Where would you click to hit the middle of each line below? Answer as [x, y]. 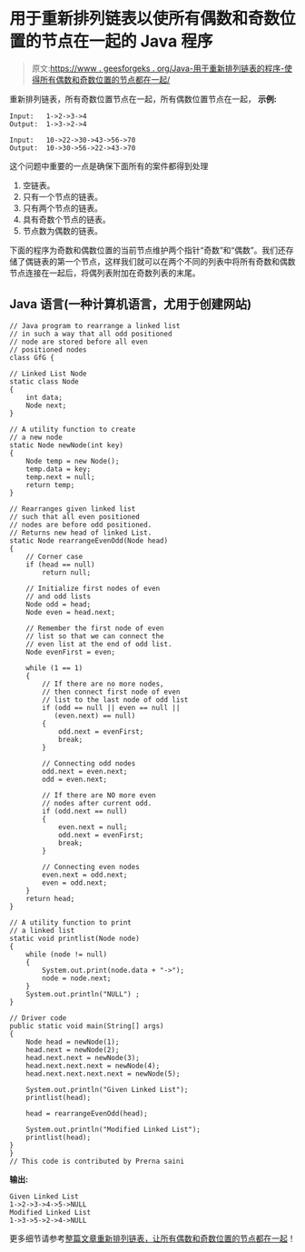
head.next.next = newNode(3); [83, 1057]
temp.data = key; [59, 469]
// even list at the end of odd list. [99, 644]
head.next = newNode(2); [73, 1050]
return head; [50, 898]
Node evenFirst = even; [71, 652]
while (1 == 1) [54, 668]
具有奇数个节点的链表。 [66, 219]
